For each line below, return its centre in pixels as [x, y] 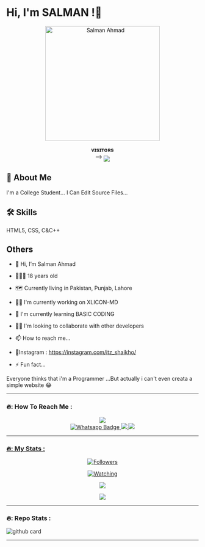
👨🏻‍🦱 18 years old [36, 276]
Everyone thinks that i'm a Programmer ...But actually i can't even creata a [99, 379]
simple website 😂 [29, 385]
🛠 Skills [22, 212]
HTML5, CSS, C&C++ [33, 230]
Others [20, 249]
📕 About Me [29, 178]
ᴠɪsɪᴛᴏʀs [103, 150]
